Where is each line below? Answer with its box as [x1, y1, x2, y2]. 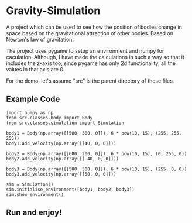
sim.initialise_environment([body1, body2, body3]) [6, 186, 135, 193]
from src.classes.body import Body [6, 115, 93, 121]
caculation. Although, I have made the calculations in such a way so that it [6, 53, 184, 60]
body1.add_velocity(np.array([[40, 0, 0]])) [6, 140, 116, 146]
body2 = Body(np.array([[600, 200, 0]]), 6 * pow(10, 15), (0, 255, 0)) [6, 150, 187, 156]
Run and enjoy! [6, 208, 62, 218]
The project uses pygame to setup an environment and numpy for [6, 47, 164, 54]
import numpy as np [6, 109, 54, 115]
